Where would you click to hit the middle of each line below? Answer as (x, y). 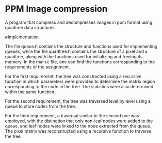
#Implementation (22, 37)
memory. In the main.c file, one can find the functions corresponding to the (80, 62)
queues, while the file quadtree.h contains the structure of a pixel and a (76, 51)
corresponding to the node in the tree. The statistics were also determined (79, 86)
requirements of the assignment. (38, 67)
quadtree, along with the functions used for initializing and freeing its (74, 56)
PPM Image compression (56, 9)
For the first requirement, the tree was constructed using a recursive (73, 76)
